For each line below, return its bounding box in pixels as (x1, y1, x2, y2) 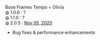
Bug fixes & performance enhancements (12, 30, 96, 35)
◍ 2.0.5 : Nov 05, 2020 (5, 20, 52, 26)
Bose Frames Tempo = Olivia (5, 4, 64, 10)
